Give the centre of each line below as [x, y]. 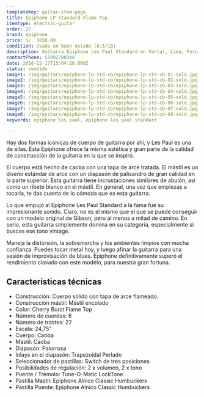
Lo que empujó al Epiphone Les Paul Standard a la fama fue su [85, 205]
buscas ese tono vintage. [38, 231]
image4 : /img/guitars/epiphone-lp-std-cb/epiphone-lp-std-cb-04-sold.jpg [102, 92]
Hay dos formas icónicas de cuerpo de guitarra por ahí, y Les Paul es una [99, 143]
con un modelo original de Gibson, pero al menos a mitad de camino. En [97, 218]
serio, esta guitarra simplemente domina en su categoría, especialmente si [100, 225]
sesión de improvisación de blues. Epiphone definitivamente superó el [95, 256]
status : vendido [27, 69]
